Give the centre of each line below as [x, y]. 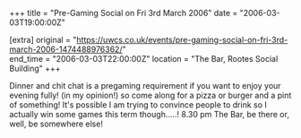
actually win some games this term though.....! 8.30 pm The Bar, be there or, [149, 114]
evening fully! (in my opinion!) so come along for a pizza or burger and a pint [150, 95]
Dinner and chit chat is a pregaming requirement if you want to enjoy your [145, 86]
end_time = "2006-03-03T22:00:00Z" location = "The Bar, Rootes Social [144, 59]
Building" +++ [35, 68]
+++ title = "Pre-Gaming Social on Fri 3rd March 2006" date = [124, 13]
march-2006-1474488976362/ [66, 49]
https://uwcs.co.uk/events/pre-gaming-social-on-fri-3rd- [182, 40]
